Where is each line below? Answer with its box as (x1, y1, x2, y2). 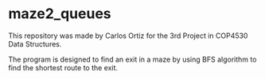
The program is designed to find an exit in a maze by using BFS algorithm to (8, 55, 257, 64)
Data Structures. (8, 39, 62, 48)
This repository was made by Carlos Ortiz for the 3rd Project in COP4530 (8, 31, 248, 40)
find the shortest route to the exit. (8, 62, 118, 72)
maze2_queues (8, 5, 111, 23)
